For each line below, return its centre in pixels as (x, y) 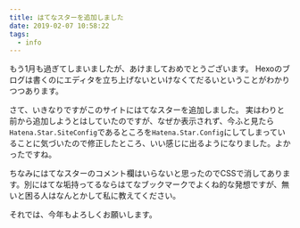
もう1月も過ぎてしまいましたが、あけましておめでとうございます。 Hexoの (146, 69)
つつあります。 (37, 91)
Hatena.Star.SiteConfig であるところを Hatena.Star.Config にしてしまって (144, 132)
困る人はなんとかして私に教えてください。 (103, 196)
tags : (19, 34)
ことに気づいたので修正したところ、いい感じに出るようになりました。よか (154, 143)
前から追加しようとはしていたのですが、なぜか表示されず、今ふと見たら (142, 121)
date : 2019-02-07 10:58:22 (59, 26)
